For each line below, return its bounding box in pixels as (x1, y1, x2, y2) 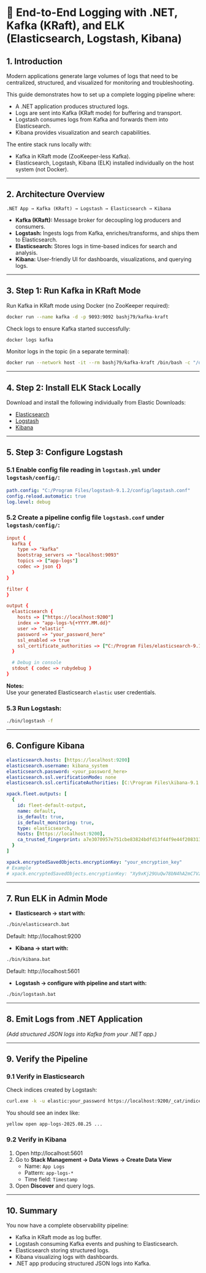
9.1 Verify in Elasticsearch (6, 1072, 85, 1081)
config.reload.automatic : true (6, 493, 86, 499)
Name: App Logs (24, 1162, 65, 1170)
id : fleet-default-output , (17, 802, 86, 809)
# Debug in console (12, 660, 62, 666)
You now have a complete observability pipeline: (6, 1222, 129, 1229)
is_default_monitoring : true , (17, 820, 95, 826)
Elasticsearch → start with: (15, 909, 86, 917)
